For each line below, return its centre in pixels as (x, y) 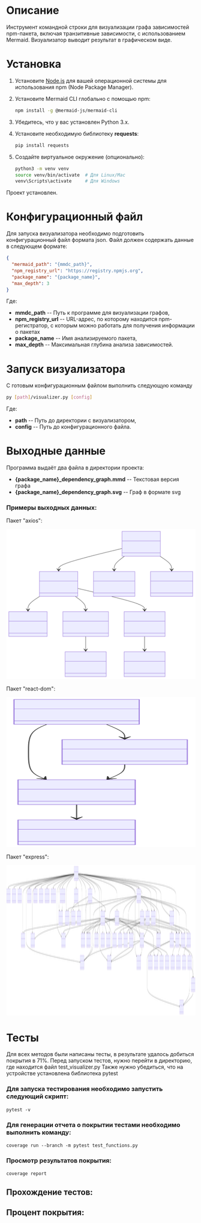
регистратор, (32, 325)
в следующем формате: (37, 246)
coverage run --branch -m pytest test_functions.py (72, 1146)
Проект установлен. (32, 193)
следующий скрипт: (37, 1096)
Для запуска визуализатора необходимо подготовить (75, 234)
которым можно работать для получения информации (125, 325)
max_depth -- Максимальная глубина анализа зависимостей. (94, 345)
